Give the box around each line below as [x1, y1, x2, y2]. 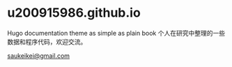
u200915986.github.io [7, 5, 141, 21]
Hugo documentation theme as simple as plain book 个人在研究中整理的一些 [7, 29, 225, 37]
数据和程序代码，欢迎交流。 [7, 37, 87, 46]
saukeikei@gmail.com [7, 51, 70, 60]
